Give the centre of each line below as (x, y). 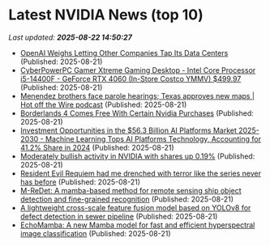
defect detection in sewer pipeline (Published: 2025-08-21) (119, 216)
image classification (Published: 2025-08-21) (96, 233)
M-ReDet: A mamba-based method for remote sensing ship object (131, 190)
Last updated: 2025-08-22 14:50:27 (70, 37)
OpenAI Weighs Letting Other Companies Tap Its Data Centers (124, 53)
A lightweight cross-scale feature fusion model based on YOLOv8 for (135, 207)
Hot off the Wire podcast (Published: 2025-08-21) (103, 104)
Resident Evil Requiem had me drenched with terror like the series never (141, 173)
